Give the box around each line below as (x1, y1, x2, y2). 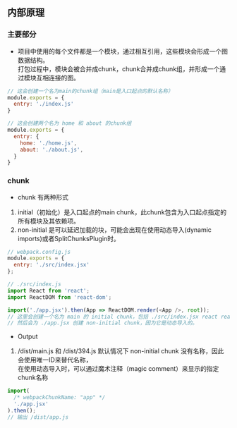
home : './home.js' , (20, 140, 78, 147)
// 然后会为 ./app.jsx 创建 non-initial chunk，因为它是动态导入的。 (7, 319, 198, 326)
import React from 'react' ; (7, 287, 90, 294)
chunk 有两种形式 (17, 192, 69, 201)
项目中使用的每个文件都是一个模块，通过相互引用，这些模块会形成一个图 (17, 47, 228, 55)
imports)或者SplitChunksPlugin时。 (17, 234, 120, 243)
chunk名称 (17, 373, 49, 382)
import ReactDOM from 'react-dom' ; (7, 293, 112, 301)
